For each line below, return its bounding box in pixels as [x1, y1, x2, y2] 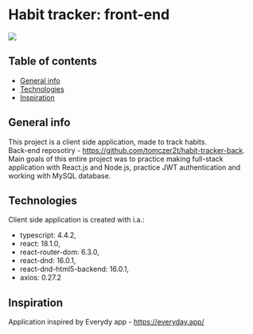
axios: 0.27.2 [19, 273, 62, 282]
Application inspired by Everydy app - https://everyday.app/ [8, 317, 204, 327]
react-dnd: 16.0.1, [19, 256, 76, 265]
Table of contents [8, 54, 97, 69]
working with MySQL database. [8, 171, 111, 180]
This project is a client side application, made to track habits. [8, 137, 208, 147]
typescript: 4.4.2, [19, 230, 77, 240]
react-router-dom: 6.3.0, [19, 247, 99, 257]
